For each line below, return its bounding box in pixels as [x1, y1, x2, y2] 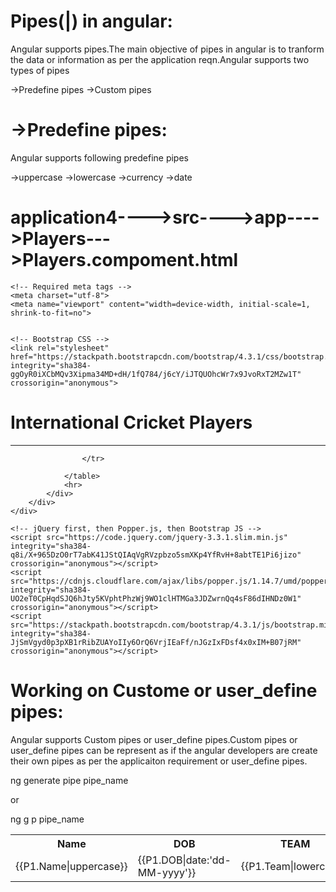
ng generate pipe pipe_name [10, 774, 129, 786]
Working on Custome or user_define [10, 679, 318, 702]
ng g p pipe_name [10, 813, 85, 825]
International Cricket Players [10, 411, 253, 434]
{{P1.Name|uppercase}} [15, 859, 128, 873]
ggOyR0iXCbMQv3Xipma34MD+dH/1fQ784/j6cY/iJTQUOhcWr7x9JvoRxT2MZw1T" [10, 369, 302, 379]
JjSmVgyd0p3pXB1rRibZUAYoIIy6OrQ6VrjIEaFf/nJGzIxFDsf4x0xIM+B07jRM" [10, 637, 302, 647]
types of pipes [10, 64, 70, 76]
